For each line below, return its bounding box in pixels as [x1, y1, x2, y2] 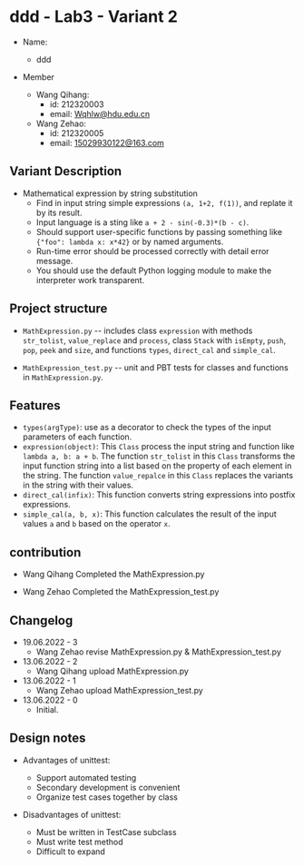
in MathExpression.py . [22, 371, 104, 382]
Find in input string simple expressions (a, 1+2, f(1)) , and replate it [35, 197, 293, 208]
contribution [9, 545, 82, 560]
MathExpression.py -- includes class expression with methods [22, 325, 253, 336]
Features [9, 398, 61, 413]
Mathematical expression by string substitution [22, 188, 198, 199]
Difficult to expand [35, 846, 106, 857]
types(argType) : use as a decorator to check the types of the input [22, 422, 272, 433]
